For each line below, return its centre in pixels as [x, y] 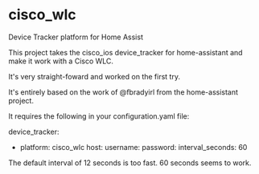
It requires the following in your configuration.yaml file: [99, 116]
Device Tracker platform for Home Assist [76, 37]
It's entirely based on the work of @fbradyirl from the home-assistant [123, 92]
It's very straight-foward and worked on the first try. [95, 76]
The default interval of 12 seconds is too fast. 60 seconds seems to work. [130, 163]
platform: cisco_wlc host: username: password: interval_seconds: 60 [134, 147]
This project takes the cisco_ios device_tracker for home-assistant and [125, 52]
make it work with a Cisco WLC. [61, 61]
